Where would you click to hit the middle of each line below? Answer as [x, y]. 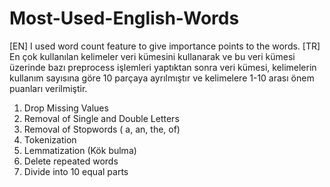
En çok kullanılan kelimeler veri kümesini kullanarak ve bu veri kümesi [152, 56]
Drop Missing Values [66, 108]
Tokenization [50, 139]
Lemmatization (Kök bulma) [80, 150]
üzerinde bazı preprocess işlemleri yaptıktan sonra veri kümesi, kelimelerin [163, 67]
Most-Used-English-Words [124, 18]
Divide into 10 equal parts [76, 171]
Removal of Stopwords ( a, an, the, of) [102, 129]
